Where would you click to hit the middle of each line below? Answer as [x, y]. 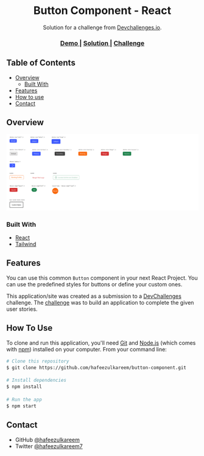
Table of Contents [41, 63]
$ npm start [21, 406]
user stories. [22, 309]
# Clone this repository [38, 361]
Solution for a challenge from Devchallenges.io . [102, 27]
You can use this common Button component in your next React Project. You [102, 278]
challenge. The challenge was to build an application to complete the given [100, 302]
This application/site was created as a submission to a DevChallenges [94, 296]
